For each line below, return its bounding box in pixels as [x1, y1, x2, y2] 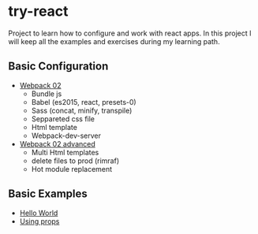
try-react [8, 2, 69, 20]
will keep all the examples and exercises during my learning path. [8, 36, 220, 46]
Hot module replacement [31, 164, 113, 173]
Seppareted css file [31, 113, 95, 124]
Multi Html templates [31, 147, 99, 157]
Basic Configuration [8, 60, 109, 73]
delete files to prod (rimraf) [31, 156, 120, 165]
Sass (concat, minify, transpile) [31, 106, 133, 115]
